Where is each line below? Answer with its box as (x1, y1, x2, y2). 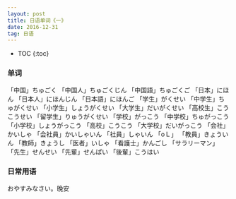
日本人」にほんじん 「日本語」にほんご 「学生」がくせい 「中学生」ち (20, 95, 225, 103)
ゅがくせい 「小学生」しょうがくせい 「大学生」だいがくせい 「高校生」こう (7, 103, 230, 111)
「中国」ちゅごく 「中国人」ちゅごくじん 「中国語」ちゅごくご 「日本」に (7, 85, 223, 94)
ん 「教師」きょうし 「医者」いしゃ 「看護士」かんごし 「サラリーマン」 (7, 138, 219, 147)
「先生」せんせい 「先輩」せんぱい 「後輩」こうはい (7, 147, 160, 156)
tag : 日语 (7, 30, 34, 37)
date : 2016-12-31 (7, 23, 59, 30)
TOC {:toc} (17, 49, 49, 58)
